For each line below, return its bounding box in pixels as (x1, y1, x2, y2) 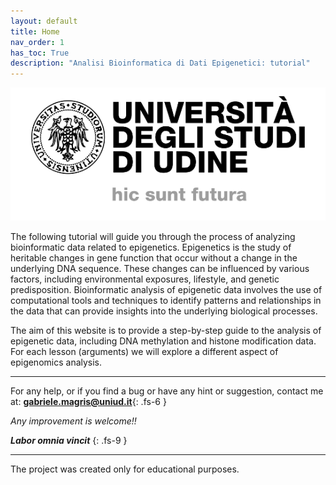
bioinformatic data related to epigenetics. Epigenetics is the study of (10, 241, 292, 253)
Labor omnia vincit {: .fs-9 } (10, 434, 128, 446)
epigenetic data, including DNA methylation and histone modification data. (10, 335, 317, 347)
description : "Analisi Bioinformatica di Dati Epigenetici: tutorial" (10, 58, 311, 69)
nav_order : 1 (10, 37, 65, 47)
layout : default (10, 16, 78, 26)
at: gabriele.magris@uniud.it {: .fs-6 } (10, 395, 167, 407)
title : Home (10, 26, 60, 37)
